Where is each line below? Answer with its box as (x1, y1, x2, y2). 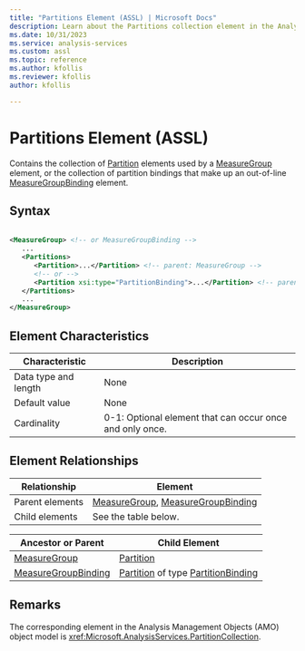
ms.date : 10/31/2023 (9, 30, 88, 39)
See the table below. (92, 510, 180, 522)
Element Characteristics (9, 328, 150, 344)
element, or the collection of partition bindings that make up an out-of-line (9, 167, 287, 178)
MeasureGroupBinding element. (9, 177, 129, 188)
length (14, 382, 42, 394)
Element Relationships (9, 453, 139, 469)
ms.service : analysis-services (9, 38, 128, 48)
